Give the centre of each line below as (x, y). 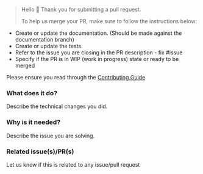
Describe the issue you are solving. (51, 136)
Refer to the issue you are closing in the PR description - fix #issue (99, 53)
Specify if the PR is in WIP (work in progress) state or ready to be (97, 59)
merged (25, 65)
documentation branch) (45, 39)
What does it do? (32, 93)
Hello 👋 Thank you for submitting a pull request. (81, 9)
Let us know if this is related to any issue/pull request (73, 164)
